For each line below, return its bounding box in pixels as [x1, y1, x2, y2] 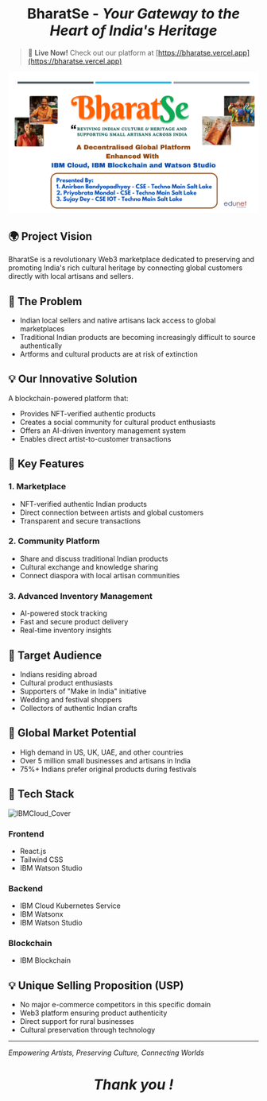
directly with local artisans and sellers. [8, 272, 133, 281]
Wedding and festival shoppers [19, 694, 122, 704]
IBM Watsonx [19, 910, 64, 919]
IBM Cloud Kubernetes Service [19, 901, 121, 910]
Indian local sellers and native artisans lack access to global [19, 315, 216, 326]
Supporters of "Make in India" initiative [19, 686, 147, 696]
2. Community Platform [8, 535, 100, 547]
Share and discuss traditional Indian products [19, 554, 168, 563]
